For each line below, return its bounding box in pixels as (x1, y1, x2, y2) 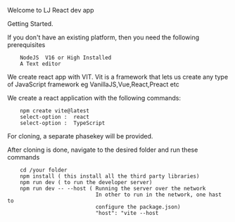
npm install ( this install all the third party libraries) (20, 173, 200, 180)
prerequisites (7, 41, 46, 48)
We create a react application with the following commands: (7, 94, 182, 102)
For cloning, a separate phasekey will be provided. (7, 132, 153, 140)
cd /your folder (20, 166, 68, 174)
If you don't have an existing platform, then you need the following (7, 33, 200, 41)
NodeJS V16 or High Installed (20, 54, 112, 61)
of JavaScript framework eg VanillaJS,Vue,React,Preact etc (7, 80, 179, 89)
